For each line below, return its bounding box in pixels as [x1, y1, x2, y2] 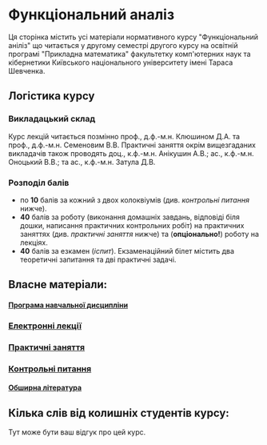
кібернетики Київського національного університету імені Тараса [8, 58, 233, 67]
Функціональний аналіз [8, 6, 174, 24]
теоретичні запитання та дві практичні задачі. [19, 255, 177, 264]
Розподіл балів [8, 177, 70, 188]
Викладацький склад [8, 114, 96, 125]
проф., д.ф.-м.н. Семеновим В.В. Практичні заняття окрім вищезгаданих [8, 140, 256, 150]
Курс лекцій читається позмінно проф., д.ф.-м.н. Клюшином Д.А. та [8, 131, 241, 141]
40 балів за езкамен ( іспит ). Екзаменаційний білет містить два [19, 246, 234, 255]
